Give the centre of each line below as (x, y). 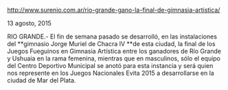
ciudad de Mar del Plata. (42, 80)
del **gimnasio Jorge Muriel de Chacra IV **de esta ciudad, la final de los (111, 44)
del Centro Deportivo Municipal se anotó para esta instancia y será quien (110, 66)
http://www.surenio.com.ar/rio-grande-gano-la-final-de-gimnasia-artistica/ (114, 10)
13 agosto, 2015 (29, 23)
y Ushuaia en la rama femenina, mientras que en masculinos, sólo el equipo (114, 58)
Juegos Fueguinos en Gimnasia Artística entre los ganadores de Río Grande (114, 51)
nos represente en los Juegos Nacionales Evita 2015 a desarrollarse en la (111, 73)
